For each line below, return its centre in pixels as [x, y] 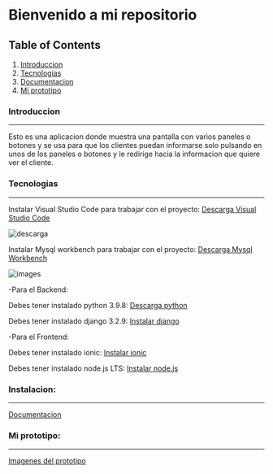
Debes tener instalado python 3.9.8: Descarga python [98, 305]
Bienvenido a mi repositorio [103, 15]
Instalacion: [32, 389]
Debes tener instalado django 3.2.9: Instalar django [94, 321]
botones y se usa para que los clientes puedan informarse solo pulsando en [135, 146]
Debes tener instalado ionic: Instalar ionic [78, 352]
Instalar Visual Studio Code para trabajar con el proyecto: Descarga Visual [132, 209]
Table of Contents [55, 45]
